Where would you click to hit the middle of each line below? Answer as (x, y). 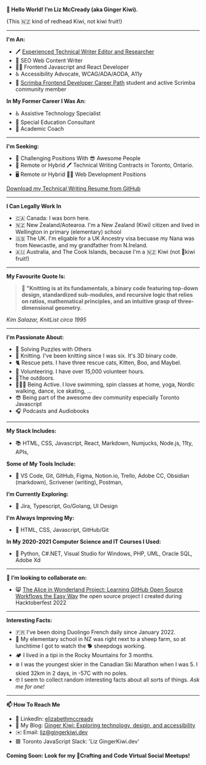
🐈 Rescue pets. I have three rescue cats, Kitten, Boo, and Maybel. (98, 363)
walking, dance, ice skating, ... (53, 391)
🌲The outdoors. (35, 378)
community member (41, 89)
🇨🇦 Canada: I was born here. (52, 218)
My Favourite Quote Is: (36, 276)
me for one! (30, 686)
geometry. (68, 308)
